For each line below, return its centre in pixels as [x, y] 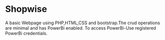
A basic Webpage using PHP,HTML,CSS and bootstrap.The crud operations [83, 23]
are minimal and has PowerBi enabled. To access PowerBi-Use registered [81, 28]
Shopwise [26, 9]
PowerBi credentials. [26, 33]
